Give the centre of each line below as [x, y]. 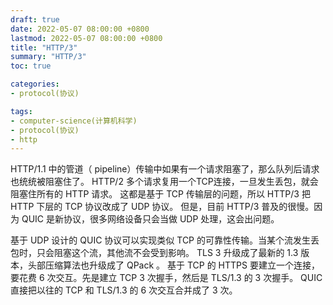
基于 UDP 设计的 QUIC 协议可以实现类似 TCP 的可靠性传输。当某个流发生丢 [165, 240]
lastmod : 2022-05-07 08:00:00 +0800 [86, 38]
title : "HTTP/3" [44, 47]
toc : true [31, 66]
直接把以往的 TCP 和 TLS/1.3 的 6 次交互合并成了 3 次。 [124, 290]
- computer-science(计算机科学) [74, 121]
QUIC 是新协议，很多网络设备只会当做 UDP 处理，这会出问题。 [150, 219]
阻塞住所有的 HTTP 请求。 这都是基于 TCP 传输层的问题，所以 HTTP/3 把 [160, 194]
